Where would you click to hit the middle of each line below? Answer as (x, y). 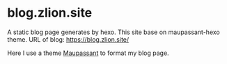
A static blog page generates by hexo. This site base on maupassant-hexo (114, 32)
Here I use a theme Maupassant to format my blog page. (88, 53)
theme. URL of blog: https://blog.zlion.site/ (68, 39)
